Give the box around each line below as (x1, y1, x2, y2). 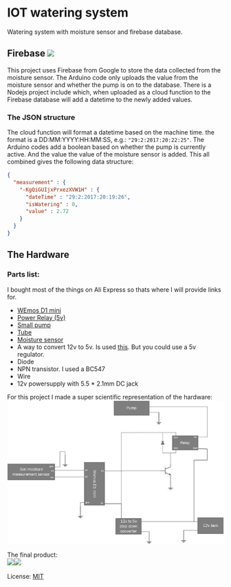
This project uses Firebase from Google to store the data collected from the (7, 66, 221, 74)
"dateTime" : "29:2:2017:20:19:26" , (25, 193, 131, 201)
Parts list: (7, 270, 40, 279)
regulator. (16, 350, 45, 358)
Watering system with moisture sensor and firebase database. (7, 28, 184, 36)
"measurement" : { (13, 179, 67, 186)
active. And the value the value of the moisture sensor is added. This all (7, 150, 210, 159)
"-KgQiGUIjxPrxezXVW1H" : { (19, 186, 100, 193)
